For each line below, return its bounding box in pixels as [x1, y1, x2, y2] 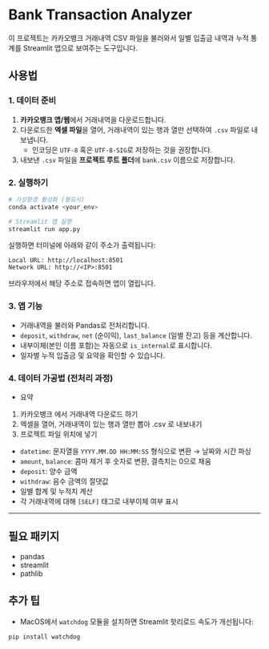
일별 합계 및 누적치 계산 [19, 487, 94, 497]
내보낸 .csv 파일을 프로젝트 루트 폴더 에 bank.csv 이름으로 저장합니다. [19, 155, 236, 164]
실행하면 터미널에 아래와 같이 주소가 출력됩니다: [8, 241, 156, 250]
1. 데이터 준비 [8, 95, 57, 106]
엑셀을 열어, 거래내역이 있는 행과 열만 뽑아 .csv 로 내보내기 [19, 420, 203, 429]
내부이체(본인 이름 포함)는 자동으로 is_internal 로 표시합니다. [19, 340, 212, 350]
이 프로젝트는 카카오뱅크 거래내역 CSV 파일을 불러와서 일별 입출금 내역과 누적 [8, 33, 250, 43]
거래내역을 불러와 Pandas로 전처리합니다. [19, 320, 150, 330]
